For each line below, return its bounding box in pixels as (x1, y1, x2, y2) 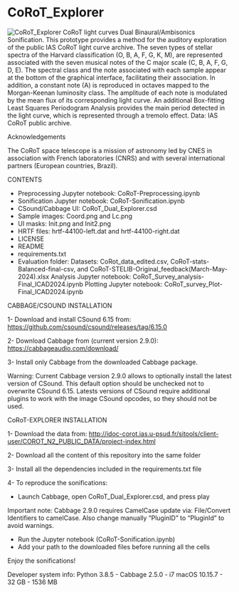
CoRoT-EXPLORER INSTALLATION (7, 415, 107, 424)
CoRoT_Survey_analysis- (132, 272, 205, 281)
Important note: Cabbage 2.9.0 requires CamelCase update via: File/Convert (7, 506, 231, 514)
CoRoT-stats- (170, 257, 210, 266)
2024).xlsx (17, 272, 50, 281)
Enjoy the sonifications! (7, 556, 76, 565)
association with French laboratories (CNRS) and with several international (7, 154, 225, 162)
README (17, 242, 45, 250)
